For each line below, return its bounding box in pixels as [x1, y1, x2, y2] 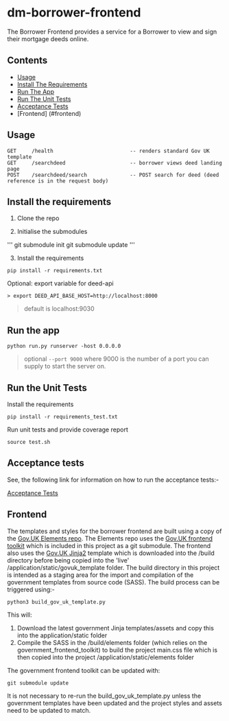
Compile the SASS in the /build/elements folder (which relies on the [16, 638, 208, 646]
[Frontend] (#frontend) [16, 109, 82, 117]
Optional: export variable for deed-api [7, 279, 114, 287]
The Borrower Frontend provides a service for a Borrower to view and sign [7, 27, 217, 36]
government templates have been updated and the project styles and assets [7, 698, 223, 707]
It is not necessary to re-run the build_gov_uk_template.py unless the [7, 692, 202, 700]
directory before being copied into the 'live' [7, 556, 130, 564]
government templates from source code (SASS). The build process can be [7, 578, 220, 586]
